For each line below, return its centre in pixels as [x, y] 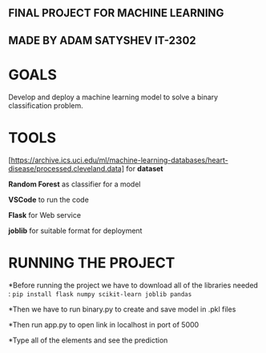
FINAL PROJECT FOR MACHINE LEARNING [116, 13]
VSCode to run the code [49, 199]
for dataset [144, 168]
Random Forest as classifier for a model [75, 184]
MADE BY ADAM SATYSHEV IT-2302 [102, 40]
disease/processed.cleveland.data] [66, 168]
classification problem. [46, 105]
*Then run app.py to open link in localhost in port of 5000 [104, 324]
